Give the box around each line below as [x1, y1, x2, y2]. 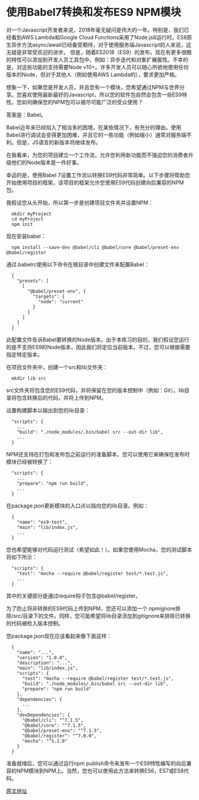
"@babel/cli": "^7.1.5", [21, 717, 84, 723]
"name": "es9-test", [17, 519, 68, 525]
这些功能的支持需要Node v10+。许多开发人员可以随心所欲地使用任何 [21, 63, 189, 70]
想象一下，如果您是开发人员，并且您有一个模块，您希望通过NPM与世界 [6, 83, 180, 91]
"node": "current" [37, 298, 84, 304]
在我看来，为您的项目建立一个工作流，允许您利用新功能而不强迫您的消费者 [6, 151, 188, 158]
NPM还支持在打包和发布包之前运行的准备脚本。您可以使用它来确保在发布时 [6, 450, 190, 457]
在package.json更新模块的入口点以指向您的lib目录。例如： [6, 502, 149, 509]
